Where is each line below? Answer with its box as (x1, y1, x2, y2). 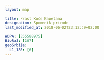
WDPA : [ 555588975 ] (5, 34, 42, 39)
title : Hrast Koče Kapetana (5, 16, 62, 21)
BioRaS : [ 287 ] (5, 39, 34, 43)
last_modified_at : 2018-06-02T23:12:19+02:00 (5, 25, 99, 30)
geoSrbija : (5, 43, 27, 48)
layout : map (5, 7, 29, 12)
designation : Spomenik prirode (5, 20, 69, 25)
